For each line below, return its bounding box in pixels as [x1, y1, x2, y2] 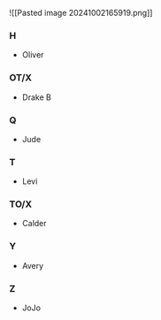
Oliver [21, 50, 44, 60]
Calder [21, 218, 47, 229]
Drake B [21, 92, 51, 103]
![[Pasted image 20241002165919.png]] [9, 8, 153, 18]
